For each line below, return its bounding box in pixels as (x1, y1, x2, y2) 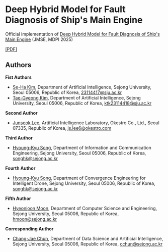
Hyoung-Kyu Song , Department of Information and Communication (12, 144, 152, 150)
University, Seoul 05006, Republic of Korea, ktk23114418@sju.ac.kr (12, 100, 152, 106)
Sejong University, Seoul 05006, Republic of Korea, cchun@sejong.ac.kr (12, 241, 163, 247)
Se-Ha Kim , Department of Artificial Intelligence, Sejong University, (12, 84, 152, 90)
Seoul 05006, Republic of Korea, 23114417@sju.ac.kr (12, 89, 122, 95)
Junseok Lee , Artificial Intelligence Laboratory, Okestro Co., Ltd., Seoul (12, 120, 159, 126)
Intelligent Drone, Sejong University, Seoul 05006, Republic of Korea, (12, 180, 155, 186)
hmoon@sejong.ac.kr (12, 216, 57, 222)
